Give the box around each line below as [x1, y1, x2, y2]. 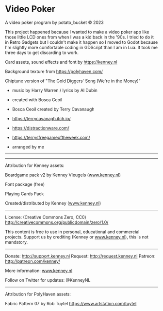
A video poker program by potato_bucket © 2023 [5, 19, 104, 25]
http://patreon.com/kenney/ [5, 258, 60, 264]
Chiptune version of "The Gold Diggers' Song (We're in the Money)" [5, 78, 141, 84]
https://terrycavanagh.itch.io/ [12, 115, 71, 121]
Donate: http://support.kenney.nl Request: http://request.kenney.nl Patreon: [5, 253, 156, 259]
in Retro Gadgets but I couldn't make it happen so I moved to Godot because [5, 39, 158, 45]
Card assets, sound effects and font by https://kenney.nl [5, 59, 117, 65]
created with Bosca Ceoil [12, 96, 63, 103]
